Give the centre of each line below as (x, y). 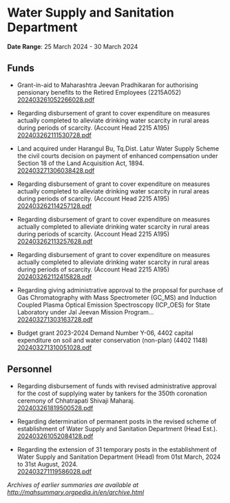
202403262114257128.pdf (54, 206)
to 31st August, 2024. (47, 464)
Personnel (30, 369)
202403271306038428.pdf (56, 170)
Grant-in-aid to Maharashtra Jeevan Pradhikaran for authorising (107, 85)
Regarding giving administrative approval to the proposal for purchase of (120, 290)
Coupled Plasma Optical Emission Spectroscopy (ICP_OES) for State (114, 305)
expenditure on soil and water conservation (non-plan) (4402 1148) (112, 340)
